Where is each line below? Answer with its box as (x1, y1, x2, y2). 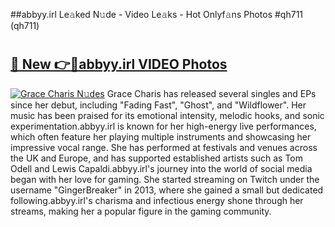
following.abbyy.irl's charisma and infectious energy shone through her (10, 194, 304, 206)
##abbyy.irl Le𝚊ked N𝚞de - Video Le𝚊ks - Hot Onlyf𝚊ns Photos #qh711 (10, 9, 304, 20)
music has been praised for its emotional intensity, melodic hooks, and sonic (10, 109, 325, 121)
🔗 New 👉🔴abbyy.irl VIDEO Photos (10, 56, 228, 73)
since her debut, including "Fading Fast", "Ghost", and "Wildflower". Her (10, 99, 307, 111)
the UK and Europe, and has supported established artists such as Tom (10, 152, 304, 164)
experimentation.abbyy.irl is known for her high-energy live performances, (10, 120, 317, 132)
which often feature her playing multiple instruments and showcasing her (10, 130, 312, 143)
